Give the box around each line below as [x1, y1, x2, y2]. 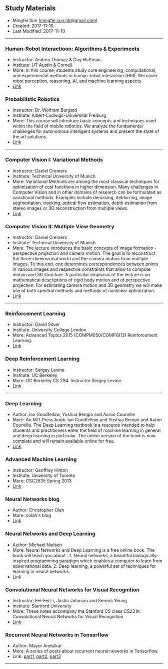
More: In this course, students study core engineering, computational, [12, 67, 156, 73]
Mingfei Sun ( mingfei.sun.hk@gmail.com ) [12, 17, 98, 23]
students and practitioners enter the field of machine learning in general [12, 427, 161, 433]
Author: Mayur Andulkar [12, 643, 62, 649]
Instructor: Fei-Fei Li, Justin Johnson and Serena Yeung [12, 598, 127, 604]
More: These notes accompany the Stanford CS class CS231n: [12, 608, 141, 614]
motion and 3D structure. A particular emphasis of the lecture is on [12, 272, 150, 277]
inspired [12, 558, 29, 564]
